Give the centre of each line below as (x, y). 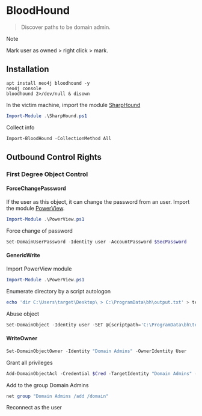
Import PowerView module (39, 269)
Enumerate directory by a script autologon (59, 291)
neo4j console (24, 88)
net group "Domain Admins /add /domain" (58, 396)
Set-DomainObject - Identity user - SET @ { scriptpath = (74, 325)
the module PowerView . (35, 209)
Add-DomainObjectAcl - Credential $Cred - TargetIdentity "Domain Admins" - (102, 373)
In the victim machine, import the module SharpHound (73, 105)
